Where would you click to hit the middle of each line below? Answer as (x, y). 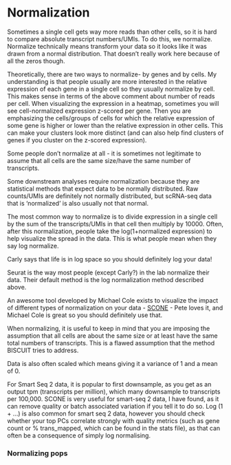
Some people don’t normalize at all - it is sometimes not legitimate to (104, 153)
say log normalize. (33, 246)
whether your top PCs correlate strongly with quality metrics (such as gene (113, 420)
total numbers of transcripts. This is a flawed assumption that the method (111, 343)
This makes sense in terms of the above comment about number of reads (111, 96)
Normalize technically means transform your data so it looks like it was (107, 46)
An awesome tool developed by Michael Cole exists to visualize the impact (113, 300)
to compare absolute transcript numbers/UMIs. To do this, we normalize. (110, 39)
